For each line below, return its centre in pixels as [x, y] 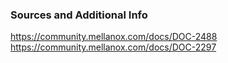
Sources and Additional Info [79, 15]
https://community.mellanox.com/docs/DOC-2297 [113, 47]
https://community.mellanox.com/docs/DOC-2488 [114, 37]
